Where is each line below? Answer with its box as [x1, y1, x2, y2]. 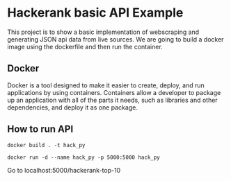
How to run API [7, 123, 74, 135]
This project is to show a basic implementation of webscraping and [7, 28, 200, 36]
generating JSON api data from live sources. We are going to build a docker [7, 35, 224, 43]
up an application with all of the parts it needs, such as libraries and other [7, 96, 218, 104]
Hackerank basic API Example [7, 5, 184, 21]
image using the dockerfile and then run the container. [7, 42, 164, 51]
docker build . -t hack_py [7, 141, 86, 148]
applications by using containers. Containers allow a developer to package [7, 88, 221, 96]
